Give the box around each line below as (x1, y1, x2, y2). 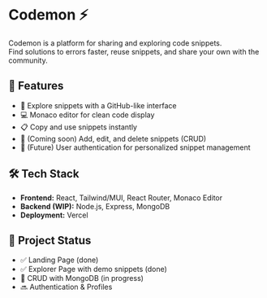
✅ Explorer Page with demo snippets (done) (19, 265, 168, 274)
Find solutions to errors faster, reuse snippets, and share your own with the (8, 46, 260, 56)
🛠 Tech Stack (8, 167, 80, 181)
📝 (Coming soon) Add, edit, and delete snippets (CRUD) (19, 134, 207, 143)
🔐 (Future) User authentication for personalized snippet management (19, 142, 251, 152)
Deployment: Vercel (19, 210, 88, 220)
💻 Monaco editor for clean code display (19, 110, 155, 120)
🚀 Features (8, 79, 64, 93)
